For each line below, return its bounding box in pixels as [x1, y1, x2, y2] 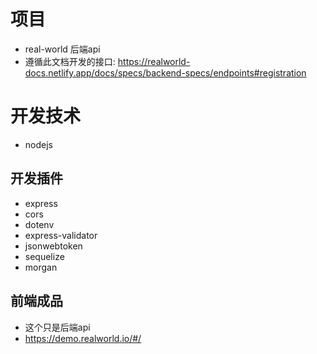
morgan [24, 261, 58, 273]
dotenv [24, 218, 55, 230]
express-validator [24, 229, 98, 241]
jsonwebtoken [24, 240, 83, 252]
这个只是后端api [24, 321, 91, 333]
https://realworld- [117, 55, 191, 67]
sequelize [24, 250, 65, 262]
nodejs [24, 138, 53, 150]
